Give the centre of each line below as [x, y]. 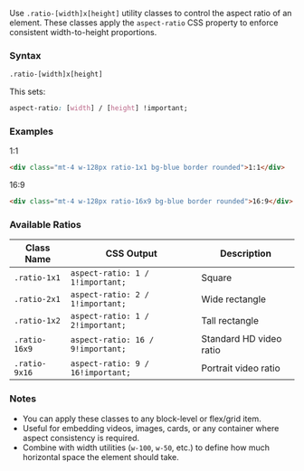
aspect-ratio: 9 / [110, 364]
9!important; [98, 349]
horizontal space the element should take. [100, 457]
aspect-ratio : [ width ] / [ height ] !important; [99, 108]
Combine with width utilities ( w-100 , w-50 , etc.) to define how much [146, 447]
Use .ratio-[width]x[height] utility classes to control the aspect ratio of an [151, 13]
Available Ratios [45, 225]
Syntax [25, 55]
